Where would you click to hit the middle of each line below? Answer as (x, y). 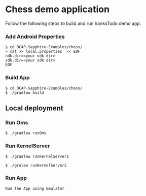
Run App (16, 178)
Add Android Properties (35, 37)
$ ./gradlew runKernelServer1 (37, 156)
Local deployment (34, 108)
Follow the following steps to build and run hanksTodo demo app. (73, 23)
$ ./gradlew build (25, 92)
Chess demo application (58, 9)
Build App (17, 78)
